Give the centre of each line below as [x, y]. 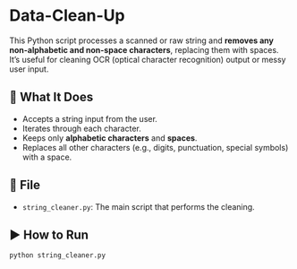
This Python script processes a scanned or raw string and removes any [142, 40]
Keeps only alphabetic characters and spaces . [110, 138]
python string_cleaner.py [57, 256]
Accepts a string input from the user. [90, 118]
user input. [29, 69]
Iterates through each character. [81, 128]
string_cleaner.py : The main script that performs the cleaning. [138, 206]
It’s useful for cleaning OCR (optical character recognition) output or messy [148, 59]
